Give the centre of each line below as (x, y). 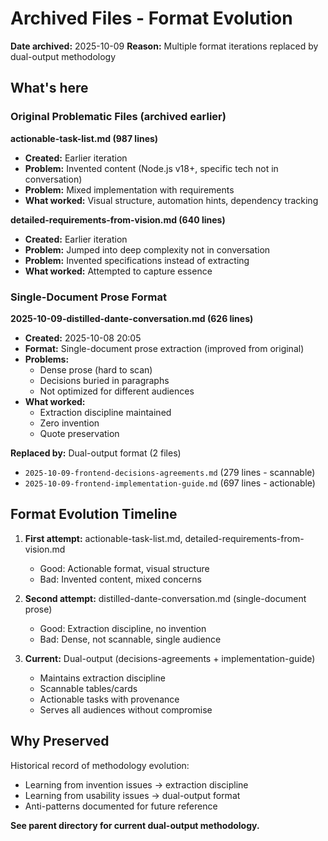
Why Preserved (60, 741)
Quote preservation (79, 433)
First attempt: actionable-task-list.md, (103, 538)
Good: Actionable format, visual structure (124, 568)
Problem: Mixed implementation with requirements (129, 189)
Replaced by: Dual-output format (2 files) (96, 453)
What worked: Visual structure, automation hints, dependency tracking (171, 200)
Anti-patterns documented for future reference (121, 806)
